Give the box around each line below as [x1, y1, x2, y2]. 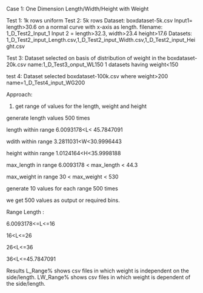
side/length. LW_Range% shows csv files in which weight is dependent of [6, 274, 191, 281]
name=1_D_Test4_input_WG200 [6, 79, 85, 86]
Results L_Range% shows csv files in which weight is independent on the [6, 267, 189, 274]
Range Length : [6, 209, 44, 215]
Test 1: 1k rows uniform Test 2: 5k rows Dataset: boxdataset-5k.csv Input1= [6, 17, 193, 24]
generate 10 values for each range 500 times [6, 185, 118, 192]
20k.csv [6, 61, 27, 68]
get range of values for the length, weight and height [15, 103, 147, 110]
